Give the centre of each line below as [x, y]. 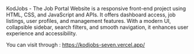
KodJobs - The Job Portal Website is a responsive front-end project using [96, 9]
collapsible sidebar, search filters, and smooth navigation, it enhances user [97, 27]
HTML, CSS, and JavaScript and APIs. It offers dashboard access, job [91, 15]
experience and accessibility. [42, 33]
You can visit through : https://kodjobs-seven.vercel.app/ [75, 45]
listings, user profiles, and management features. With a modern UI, [89, 21]
